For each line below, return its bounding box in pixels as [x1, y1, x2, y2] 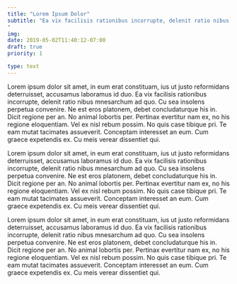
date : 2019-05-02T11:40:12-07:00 [7, 37, 106, 44]
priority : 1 [7, 50, 42, 58]
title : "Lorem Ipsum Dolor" [7, 10, 91, 18]
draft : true [7, 43, 42, 50]
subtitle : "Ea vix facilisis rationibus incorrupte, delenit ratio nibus [7, 17, 230, 24]
